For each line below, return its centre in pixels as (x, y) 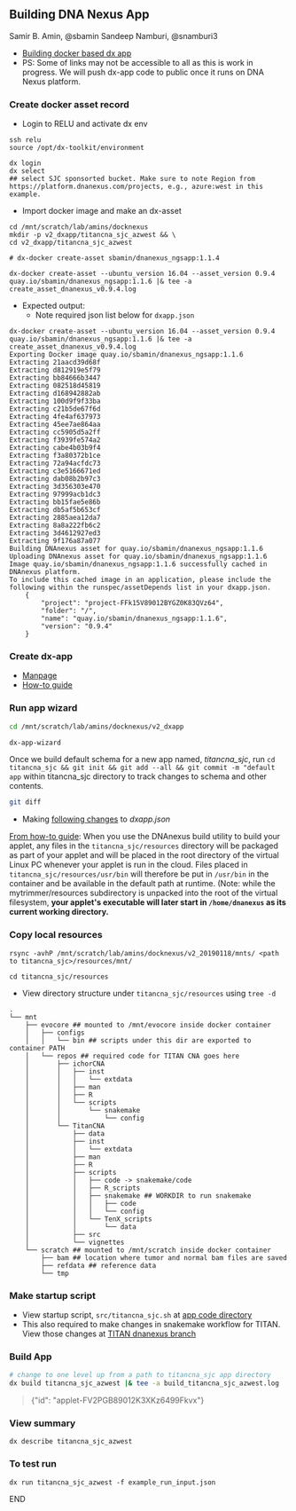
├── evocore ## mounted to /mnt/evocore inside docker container (148, 1025)
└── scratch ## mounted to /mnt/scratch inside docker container (148, 1250)
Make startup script (52, 1295)
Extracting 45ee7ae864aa (55, 425)
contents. (27, 786)
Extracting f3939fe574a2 (55, 440)
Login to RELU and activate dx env (85, 124)
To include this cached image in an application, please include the (140, 580)
